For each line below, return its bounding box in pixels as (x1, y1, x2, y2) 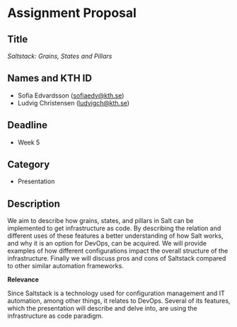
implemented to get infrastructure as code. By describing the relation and (7, 224, 221, 233)
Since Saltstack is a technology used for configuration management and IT (7, 289, 225, 298)
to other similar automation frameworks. (7, 262, 124, 270)
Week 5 (17, 138, 40, 147)
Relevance (7, 275, 39, 284)
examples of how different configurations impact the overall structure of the (7, 246, 229, 256)
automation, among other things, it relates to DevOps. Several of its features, (7, 297, 231, 305)
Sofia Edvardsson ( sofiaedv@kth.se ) (17, 91, 125, 100)
